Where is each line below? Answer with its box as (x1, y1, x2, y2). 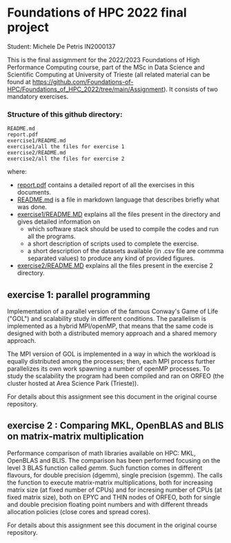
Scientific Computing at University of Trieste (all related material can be (7, 70, 210, 79)
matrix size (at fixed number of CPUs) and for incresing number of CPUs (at (7, 485, 223, 494)
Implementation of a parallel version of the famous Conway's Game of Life (7, 307, 219, 315)
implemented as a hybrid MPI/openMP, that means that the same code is (7, 322, 214, 330)
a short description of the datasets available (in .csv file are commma (27, 247, 224, 255)
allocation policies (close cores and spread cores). (7, 507, 150, 515)
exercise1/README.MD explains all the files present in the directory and (17, 210, 221, 219)
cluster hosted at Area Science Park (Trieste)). (7, 379, 139, 388)
